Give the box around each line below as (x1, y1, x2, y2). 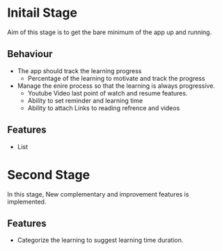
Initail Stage (7, 5, 78, 21)
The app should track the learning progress (17, 66, 142, 75)
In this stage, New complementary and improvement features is (7, 190, 189, 198)
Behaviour (7, 48, 54, 60)
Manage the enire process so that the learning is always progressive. (17, 82, 216, 90)
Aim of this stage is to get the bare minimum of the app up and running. (7, 28, 212, 36)
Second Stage (7, 167, 90, 183)
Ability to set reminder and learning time (27, 96, 143, 105)
